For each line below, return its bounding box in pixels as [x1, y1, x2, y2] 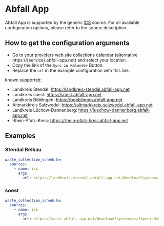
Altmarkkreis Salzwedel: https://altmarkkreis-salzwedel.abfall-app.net [12, 102, 153, 108]
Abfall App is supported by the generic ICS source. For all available [5, 20, 140, 25]
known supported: [5, 77, 42, 82]
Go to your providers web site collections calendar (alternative [12, 52, 138, 58]
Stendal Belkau [5, 146, 41, 153]
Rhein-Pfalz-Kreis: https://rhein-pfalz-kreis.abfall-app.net [12, 117, 128, 123]
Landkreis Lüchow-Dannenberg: [12, 107, 77, 113]
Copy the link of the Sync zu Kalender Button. [12, 62, 104, 68]
